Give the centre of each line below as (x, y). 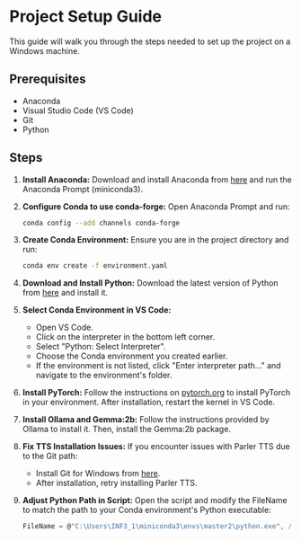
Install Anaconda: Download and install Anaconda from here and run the (157, 179)
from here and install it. (65, 293)
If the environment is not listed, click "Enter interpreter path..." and (158, 366)
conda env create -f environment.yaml (95, 266)
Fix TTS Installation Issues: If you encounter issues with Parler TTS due (156, 447)
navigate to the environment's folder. (104, 376)
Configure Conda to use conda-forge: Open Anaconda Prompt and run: (156, 206)
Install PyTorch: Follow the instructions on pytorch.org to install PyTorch (156, 393)
